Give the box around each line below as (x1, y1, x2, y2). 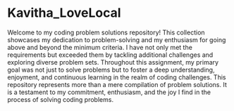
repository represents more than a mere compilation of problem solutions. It (7, 80, 228, 89)
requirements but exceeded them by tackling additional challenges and (7, 51, 214, 59)
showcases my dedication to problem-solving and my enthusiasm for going (7, 35, 226, 44)
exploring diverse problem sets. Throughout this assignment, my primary (7, 58, 219, 66)
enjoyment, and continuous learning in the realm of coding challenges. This (7, 72, 226, 81)
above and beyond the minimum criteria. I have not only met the (7, 43, 192, 51)
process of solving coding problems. (7, 95, 114, 103)
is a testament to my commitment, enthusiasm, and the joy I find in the (7, 88, 211, 96)
